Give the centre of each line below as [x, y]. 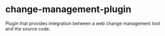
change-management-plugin [68, 9]
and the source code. [28, 28]
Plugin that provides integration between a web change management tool [83, 23]
